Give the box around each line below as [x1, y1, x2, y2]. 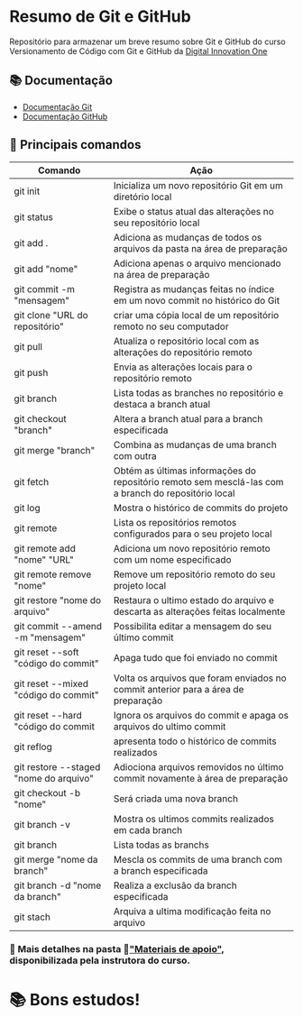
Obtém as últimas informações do [113, 464, 257, 477]
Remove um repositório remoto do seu [113, 568, 276, 581]
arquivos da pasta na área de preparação [113, 242, 289, 254]
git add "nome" [14, 262, 78, 275]
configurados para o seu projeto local [113, 527, 272, 540]
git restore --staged [14, 760, 101, 773]
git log [14, 501, 41, 514]
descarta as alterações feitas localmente [113, 605, 286, 618]
